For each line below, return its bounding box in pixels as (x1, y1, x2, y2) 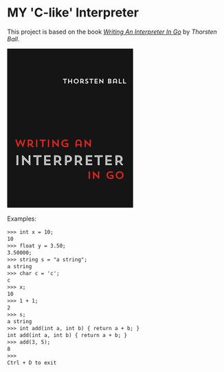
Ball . (7, 34, 20, 43)
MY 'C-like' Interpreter (7, 5, 139, 21)
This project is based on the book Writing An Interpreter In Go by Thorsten (7, 28, 218, 36)
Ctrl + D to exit (7, 359, 57, 366)
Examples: (7, 215, 36, 223)
